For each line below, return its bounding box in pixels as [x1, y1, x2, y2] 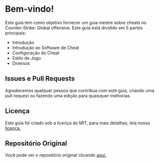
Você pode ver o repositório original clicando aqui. [5, 152, 107, 158]
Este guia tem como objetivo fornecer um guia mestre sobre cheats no [5, 20, 147, 25]
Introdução [12, 39, 35, 45]
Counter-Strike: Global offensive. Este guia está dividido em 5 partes [5, 24, 143, 30]
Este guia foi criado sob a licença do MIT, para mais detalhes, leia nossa [5, 120, 150, 126]
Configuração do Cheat [12, 50, 60, 56]
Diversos [12, 60, 30, 66]
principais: [5, 30, 26, 36]
